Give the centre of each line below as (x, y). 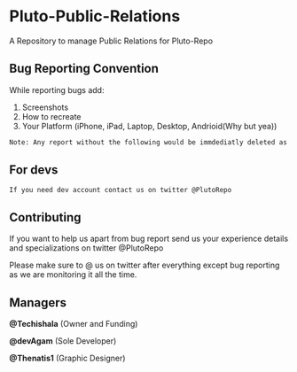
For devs (34, 170)
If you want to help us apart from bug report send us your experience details (149, 239)
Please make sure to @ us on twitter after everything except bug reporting (145, 265)
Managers (38, 302)
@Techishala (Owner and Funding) (74, 324)
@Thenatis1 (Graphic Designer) (67, 358)
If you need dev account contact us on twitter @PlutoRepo (121, 190)
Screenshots (45, 107)
